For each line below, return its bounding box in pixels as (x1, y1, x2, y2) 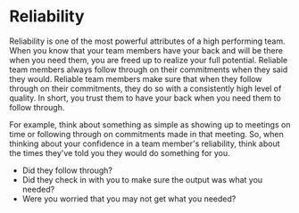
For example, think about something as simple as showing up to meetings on (9, 119, 291, 130)
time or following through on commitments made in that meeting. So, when (9, 128, 284, 139)
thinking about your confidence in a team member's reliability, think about (9, 138, 280, 149)
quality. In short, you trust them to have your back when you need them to (9, 92, 281, 103)
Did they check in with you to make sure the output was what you (21, 174, 263, 184)
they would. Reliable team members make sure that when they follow (9, 73, 262, 84)
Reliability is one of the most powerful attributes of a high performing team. (9, 36, 286, 46)
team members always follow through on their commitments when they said (9, 64, 288, 75)
